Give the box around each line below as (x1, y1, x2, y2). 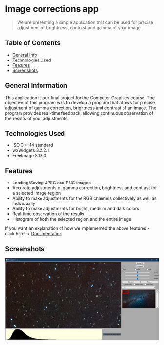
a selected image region (12, 190, 61, 196)
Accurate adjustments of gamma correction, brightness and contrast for (12, 185, 157, 191)
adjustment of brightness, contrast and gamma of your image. (17, 24, 142, 30)
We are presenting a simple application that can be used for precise (17, 20, 154, 25)
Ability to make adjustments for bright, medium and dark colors (12, 206, 139, 212)
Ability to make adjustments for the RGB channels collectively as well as (12, 195, 157, 201)
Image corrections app (5, 3, 99, 15)
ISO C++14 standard (12, 142, 53, 148)
